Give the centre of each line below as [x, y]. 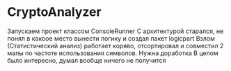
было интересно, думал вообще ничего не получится [87, 60]
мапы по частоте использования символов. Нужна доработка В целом [113, 53]
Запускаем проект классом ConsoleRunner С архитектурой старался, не [115, 31]
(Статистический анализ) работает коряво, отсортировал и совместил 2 [115, 45]
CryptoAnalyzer [55, 12]
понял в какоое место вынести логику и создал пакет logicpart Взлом [111, 38]
